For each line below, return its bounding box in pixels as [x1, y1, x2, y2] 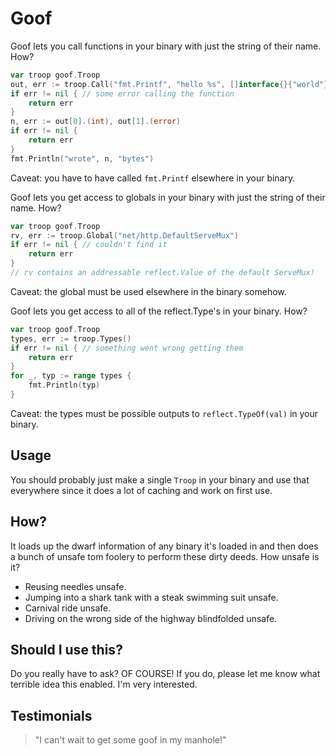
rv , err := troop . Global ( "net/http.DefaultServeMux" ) [10, 230, 240, 241]
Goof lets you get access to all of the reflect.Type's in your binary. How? [10, 305, 308, 317]
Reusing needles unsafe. [24, 580, 127, 592]
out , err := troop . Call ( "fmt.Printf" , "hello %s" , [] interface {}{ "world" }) [10, 79, 333, 89]
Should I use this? [10, 641, 123, 658]
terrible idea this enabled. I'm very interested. [10, 678, 198, 691]
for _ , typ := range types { [10, 371, 132, 381]
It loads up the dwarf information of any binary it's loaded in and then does [10, 540, 319, 552]
